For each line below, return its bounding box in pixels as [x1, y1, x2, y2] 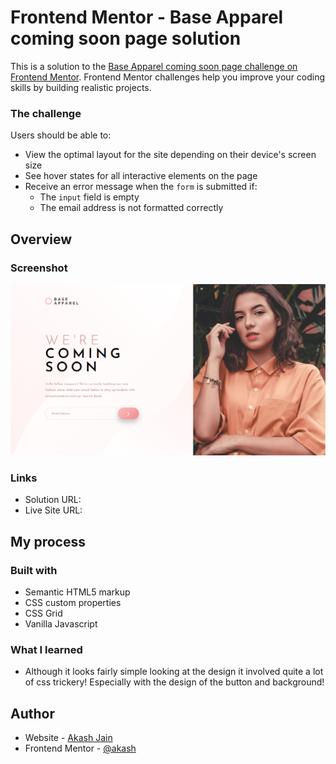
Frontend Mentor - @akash [24, 742, 137, 755]
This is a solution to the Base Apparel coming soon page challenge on [10, 60, 298, 72]
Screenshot [10, 261, 68, 275]
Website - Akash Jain [24, 732, 113, 744]
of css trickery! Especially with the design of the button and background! [24, 676, 325, 688]
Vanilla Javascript [24, 618, 98, 630]
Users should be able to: [10, 129, 112, 141]
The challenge [10, 106, 82, 120]
